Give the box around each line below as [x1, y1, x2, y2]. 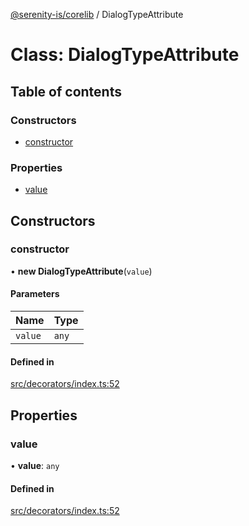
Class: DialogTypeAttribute [10, 44, 240, 66]
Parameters [10, 288, 60, 300]
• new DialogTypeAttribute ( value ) [10, 265, 153, 277]
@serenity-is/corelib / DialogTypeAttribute [10, 9, 184, 20]
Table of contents [10, 83, 122, 100]
